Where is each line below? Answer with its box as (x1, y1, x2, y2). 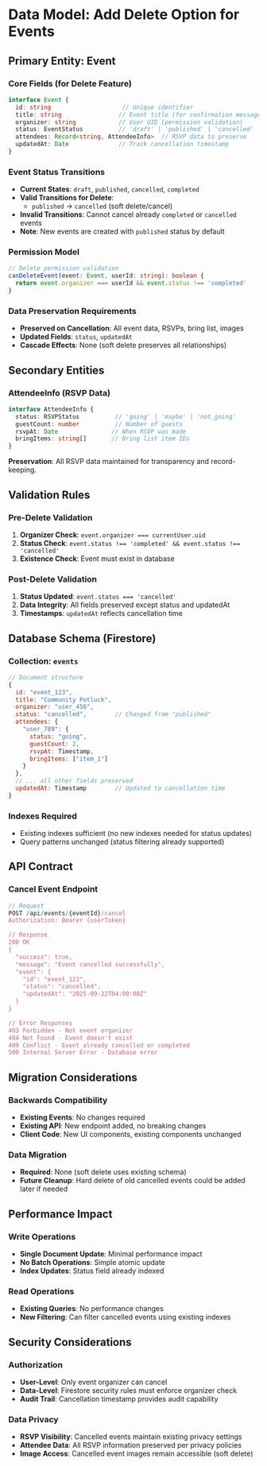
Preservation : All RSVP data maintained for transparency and (8, 457, 209, 466)
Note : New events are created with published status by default (19, 226, 225, 236)
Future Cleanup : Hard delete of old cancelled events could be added (19, 1176, 246, 1186)
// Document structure (8, 673, 83, 681)
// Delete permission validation (8, 265, 119, 273)
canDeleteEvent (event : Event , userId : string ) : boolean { (8, 272, 204, 280)
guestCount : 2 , (29, 740, 80, 748)
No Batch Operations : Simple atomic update (19, 1258, 165, 1267)
